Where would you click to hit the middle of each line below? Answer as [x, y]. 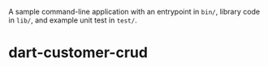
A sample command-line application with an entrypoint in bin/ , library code [134, 12]
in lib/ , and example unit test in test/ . [73, 20]
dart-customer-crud [78, 53]
